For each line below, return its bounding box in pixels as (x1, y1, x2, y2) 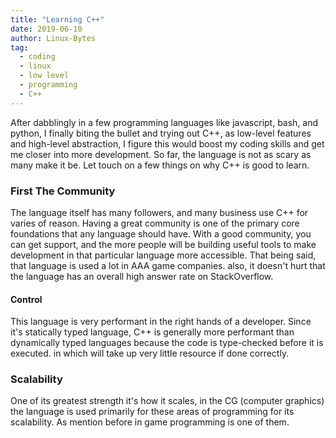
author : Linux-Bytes (10, 33, 97, 43)
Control (10, 293, 43, 305)
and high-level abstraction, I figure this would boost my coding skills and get (10, 137, 325, 150)
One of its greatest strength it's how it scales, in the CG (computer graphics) (10, 395, 325, 407)
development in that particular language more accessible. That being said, (10, 249, 317, 261)
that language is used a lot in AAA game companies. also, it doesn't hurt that (10, 259, 326, 271)
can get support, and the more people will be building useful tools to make (10, 238, 317, 250)
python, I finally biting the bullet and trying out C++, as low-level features (10, 127, 312, 139)
